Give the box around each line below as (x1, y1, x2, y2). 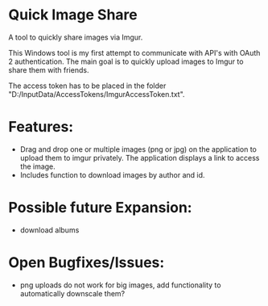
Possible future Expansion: (8, 199, 192, 217)
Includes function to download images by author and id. (19, 170, 205, 179)
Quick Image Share (8, 6, 138, 24)
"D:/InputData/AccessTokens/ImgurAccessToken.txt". (8, 89, 185, 99)
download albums (19, 224, 80, 235)
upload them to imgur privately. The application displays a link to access (19, 153, 260, 162)
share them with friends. (8, 65, 89, 74)
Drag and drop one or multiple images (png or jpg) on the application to (19, 144, 258, 154)
